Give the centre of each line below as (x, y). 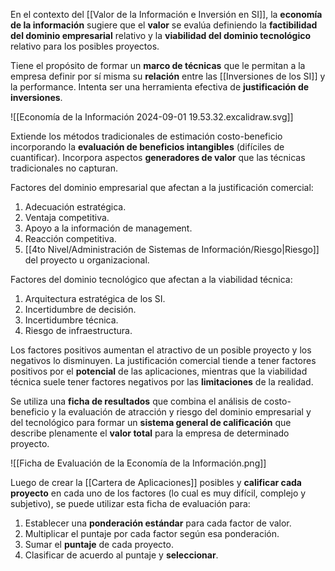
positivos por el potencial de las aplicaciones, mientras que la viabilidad (159, 371)
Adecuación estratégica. (75, 207)
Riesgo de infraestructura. (78, 330)
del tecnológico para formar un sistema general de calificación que (151, 422)
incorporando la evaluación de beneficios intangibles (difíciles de (147, 147)
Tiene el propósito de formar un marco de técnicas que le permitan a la (158, 65)
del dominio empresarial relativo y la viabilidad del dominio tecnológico (161, 35)
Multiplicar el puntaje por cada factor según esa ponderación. (152, 533)
